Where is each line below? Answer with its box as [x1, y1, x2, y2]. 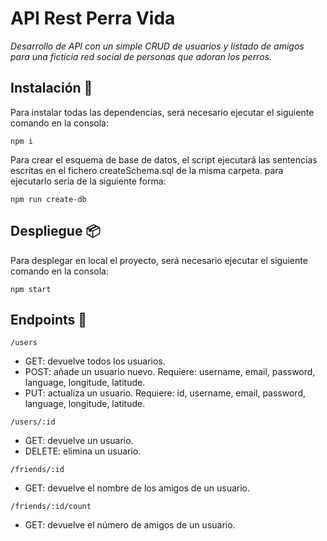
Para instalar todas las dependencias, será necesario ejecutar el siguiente [10, 106, 315, 118]
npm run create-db [10, 194, 87, 204]
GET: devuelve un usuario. [24, 435, 134, 447]
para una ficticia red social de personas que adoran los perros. [10, 50, 272, 62]
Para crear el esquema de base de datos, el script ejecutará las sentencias [10, 153, 318, 166]
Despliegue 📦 [10, 223, 101, 240]
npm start [10, 284, 52, 294]
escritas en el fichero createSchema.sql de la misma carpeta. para [10, 164, 284, 176]
